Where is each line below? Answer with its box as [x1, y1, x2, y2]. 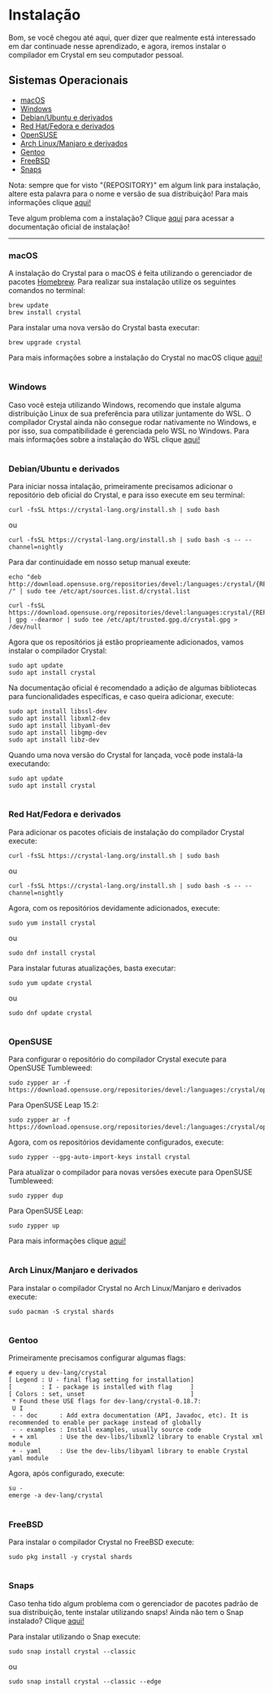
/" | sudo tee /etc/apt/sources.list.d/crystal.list [8, 588, 191, 596]
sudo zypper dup [8, 1192, 63, 1200]
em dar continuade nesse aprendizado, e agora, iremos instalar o [8, 41, 227, 50]
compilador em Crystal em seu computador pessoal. [8, 50, 184, 59]
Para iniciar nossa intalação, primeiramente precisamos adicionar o [8, 482, 233, 492]
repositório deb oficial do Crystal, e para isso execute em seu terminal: [8, 490, 245, 500]
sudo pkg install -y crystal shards [8, 1552, 132, 1560]
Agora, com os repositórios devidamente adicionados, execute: [8, 903, 221, 913]
